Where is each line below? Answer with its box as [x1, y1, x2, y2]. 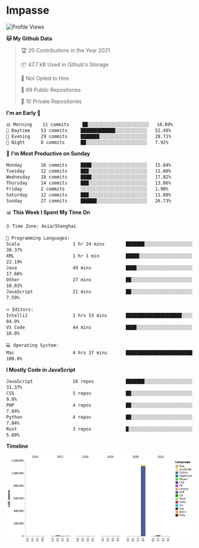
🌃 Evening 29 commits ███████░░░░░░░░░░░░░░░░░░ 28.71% [6, 133, 171, 139]
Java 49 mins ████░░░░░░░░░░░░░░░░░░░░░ [6, 264, 193, 271]
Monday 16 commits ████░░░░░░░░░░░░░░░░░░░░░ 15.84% [6, 162, 171, 168]
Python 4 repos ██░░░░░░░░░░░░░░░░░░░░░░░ [6, 414, 193, 420]
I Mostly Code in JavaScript [6, 366, 76, 373]
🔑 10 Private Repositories [20, 98, 82, 105]
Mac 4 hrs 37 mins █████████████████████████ [6, 350, 193, 356]
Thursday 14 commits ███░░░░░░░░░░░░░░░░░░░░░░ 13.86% [6, 180, 171, 186]
